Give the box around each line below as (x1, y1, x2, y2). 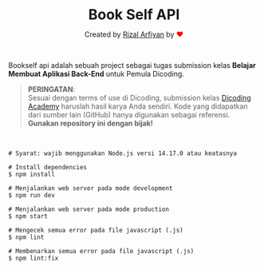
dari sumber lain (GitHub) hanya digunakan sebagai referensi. (27, 110, 231, 120)
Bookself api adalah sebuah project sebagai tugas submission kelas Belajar (8, 61, 257, 70)
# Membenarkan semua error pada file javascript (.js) (8, 248, 195, 256)
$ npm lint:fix (8, 254, 59, 263)
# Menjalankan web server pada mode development (8, 185, 173, 193)
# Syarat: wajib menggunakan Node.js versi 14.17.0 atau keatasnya (8, 149, 238, 157)
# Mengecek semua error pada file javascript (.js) (8, 226, 183, 235)
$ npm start (8, 212, 48, 220)
